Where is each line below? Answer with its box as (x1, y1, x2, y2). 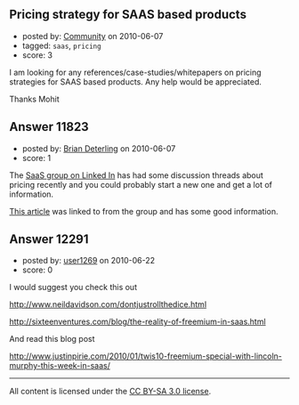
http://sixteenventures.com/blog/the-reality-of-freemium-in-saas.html (9, 316, 266, 328)
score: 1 (21, 152, 52, 163)
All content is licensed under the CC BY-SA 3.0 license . (9, 386, 212, 397)
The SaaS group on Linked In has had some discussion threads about (9, 169, 264, 181)
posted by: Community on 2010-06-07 (21, 30, 164, 41)
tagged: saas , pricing (21, 40, 101, 51)
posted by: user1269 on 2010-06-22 (21, 255, 156, 266)
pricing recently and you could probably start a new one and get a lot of (9, 179, 273, 190)
